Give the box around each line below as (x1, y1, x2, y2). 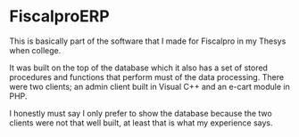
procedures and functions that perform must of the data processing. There (9, 71, 284, 82)
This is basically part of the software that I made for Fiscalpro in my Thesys (9, 36, 287, 46)
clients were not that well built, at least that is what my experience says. (9, 117, 274, 128)
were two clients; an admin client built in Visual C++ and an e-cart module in (9, 81, 290, 92)
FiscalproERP (9, 6, 110, 27)
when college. (9, 44, 62, 55)
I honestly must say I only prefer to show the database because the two (9, 108, 272, 118)
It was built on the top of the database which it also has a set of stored (9, 62, 268, 73)
